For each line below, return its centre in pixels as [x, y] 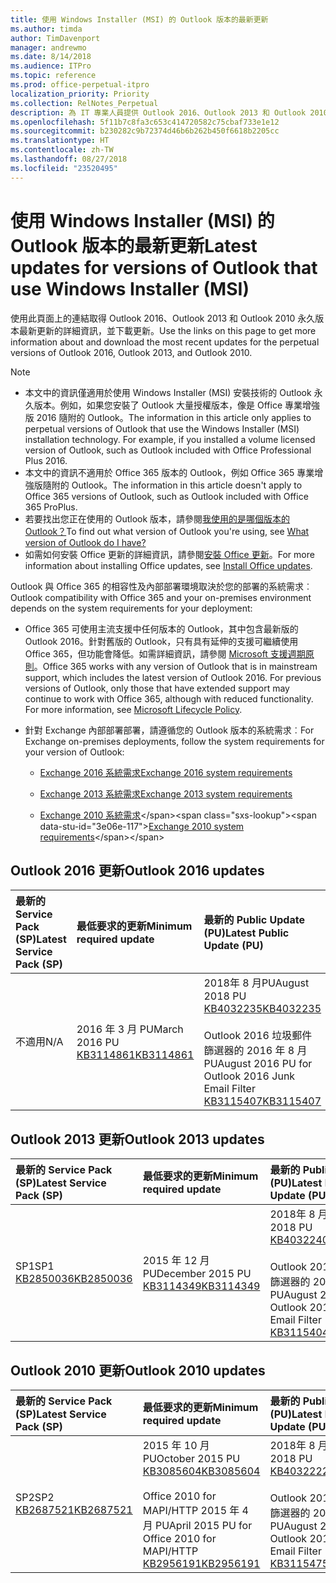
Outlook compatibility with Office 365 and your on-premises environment [161, 597]
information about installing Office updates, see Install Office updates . [168, 565]
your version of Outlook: [74, 752]
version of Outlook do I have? [85, 542]
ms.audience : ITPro [51, 66]
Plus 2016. [46, 460]
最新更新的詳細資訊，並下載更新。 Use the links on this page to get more [167, 330]
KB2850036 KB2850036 [74, 1279]
